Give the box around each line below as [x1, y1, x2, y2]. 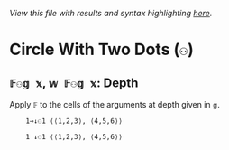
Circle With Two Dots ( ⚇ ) [9, 40, 194, 60]
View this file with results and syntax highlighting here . [9, 8, 213, 18]
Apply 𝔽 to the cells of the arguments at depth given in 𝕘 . [9, 99, 221, 109]
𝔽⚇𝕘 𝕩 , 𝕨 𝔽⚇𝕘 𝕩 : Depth [9, 75, 139, 90]
